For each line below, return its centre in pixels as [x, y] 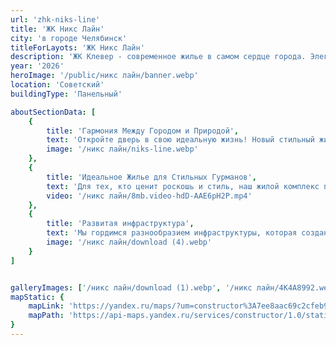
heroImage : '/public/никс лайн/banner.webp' [104, 76]
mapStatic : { [37, 297]
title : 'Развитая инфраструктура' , [120, 224]
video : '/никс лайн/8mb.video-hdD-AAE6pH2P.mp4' [149, 196]
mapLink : [46, 306]
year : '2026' [37, 66]
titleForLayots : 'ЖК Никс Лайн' [77, 47]
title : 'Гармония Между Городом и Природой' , [143, 131]
